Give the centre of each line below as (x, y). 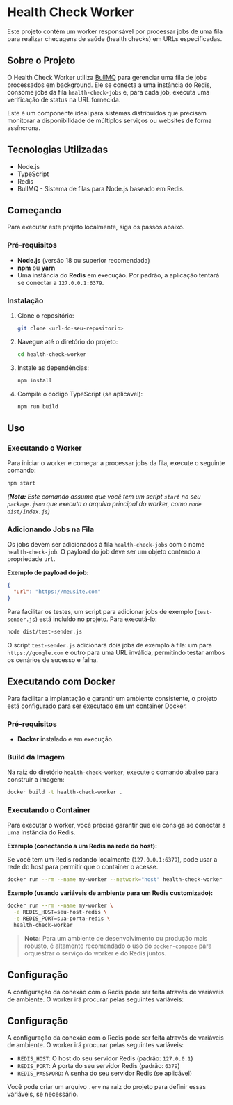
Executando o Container (49, 810)
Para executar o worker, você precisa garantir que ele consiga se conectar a (116, 825)
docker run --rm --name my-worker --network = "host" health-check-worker (115, 880)
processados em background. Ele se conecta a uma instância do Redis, (110, 85)
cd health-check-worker (52, 354)
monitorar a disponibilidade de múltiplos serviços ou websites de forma (110, 120)
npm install (34, 380)
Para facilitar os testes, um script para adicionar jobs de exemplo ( (102, 611)
